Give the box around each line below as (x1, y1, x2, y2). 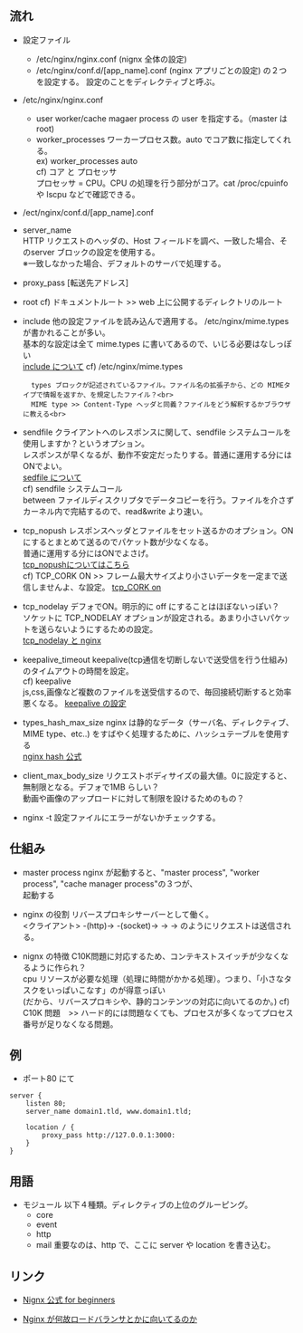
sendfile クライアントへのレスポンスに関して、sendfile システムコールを (22, 427, 292, 437)
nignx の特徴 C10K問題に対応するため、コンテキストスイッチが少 (22, 950, 265, 962)
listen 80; (25, 1099, 67, 1108)
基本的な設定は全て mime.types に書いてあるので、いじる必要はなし (22, 338, 277, 349)
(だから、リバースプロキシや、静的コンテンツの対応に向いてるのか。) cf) (22, 995, 290, 1007)
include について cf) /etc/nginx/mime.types (22, 360, 184, 371)
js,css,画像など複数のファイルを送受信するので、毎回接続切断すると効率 (22, 686, 292, 697)
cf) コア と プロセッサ (35, 166, 118, 177)
